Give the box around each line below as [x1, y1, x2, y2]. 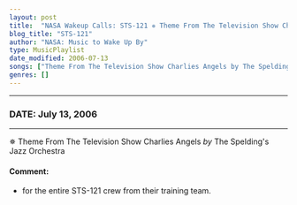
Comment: [9, 165, 49, 177]
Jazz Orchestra [9, 146, 65, 156]
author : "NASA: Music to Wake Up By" [9, 37, 148, 47]
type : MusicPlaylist [9, 46, 86, 55]
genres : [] [9, 71, 49, 80]
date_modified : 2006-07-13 [9, 54, 109, 63]
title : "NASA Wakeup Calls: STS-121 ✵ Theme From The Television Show [9, 21, 278, 30]
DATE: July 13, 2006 [9, 108, 98, 120]
